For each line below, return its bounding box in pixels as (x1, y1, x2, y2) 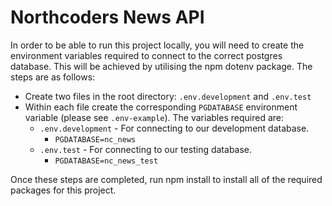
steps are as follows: (10, 71, 96, 83)
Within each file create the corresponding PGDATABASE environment (24, 101, 298, 113)
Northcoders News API (10, 6, 205, 29)
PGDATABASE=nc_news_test (54, 156, 159, 166)
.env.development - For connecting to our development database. (39, 122, 310, 134)
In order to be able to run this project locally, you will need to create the (10, 39, 305, 51)
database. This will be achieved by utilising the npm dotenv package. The (10, 60, 313, 72)
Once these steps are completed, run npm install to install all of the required (10, 173, 323, 185)
